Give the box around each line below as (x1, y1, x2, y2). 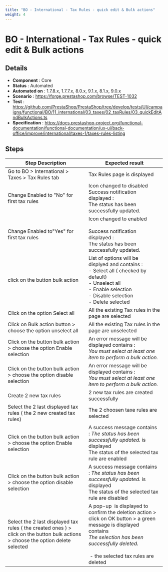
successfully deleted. (88, 540, 138, 547)
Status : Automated (12, 82, 53, 88)
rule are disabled (88, 495, 128, 502)
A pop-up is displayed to (88, 503, 148, 510)
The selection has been (88, 534, 143, 541)
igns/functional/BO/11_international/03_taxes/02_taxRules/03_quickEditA (12, 109, 162, 115)
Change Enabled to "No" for (7, 192, 73, 199)
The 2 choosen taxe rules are (88, 407, 157, 414)
